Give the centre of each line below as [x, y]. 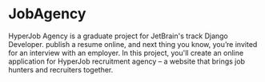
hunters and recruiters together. [61, 69]
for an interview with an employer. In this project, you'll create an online [126, 53]
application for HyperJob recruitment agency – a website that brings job [127, 61]
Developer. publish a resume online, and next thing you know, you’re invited [133, 44]
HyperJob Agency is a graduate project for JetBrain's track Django [118, 36]
